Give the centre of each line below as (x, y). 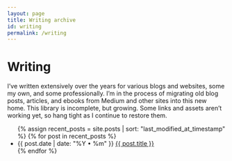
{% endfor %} (37, 151)
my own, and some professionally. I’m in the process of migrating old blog (113, 93)
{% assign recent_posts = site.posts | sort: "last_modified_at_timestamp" (121, 129)
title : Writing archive (42, 20)
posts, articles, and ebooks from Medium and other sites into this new (107, 101)
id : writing (24, 26)
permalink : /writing (37, 33)
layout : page (26, 13)
